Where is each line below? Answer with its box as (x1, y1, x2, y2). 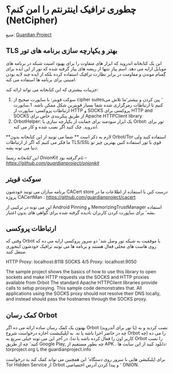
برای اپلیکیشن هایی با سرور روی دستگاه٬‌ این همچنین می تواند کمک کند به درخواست (6, 356, 165, 363)
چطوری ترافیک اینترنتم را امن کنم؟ (6, 4, 136, 15)
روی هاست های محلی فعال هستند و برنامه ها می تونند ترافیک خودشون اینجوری (6, 243, 157, 250)
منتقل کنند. (6, 249, 27, 255)
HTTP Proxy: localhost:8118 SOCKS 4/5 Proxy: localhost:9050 (6, 258, 137, 265)
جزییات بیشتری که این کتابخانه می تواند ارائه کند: (6, 86, 98, 92)
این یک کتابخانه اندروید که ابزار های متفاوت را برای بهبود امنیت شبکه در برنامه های (6, 60, 162, 66)
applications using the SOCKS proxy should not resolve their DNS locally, (6, 290, 161, 296)
